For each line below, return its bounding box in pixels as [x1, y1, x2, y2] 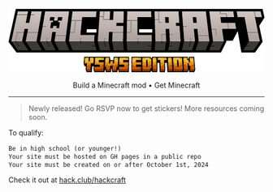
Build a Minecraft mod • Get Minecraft [72, 80, 201, 90]
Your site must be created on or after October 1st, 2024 [8, 160, 209, 169]
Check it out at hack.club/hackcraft [8, 175, 126, 185]
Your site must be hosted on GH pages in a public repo [8, 152, 201, 160]
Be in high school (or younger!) [8, 144, 122, 152]
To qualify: [8, 127, 44, 138]
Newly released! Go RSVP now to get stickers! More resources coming [28, 103, 265, 113]
